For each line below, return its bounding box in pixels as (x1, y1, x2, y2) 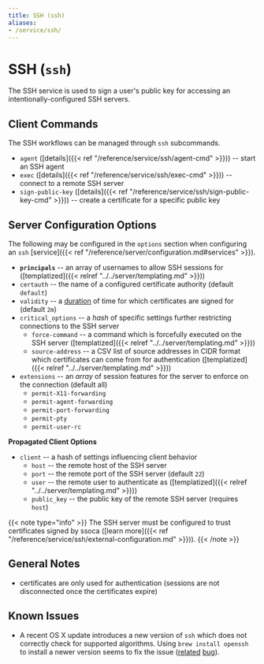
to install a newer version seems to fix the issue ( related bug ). (19, 647, 220, 656)
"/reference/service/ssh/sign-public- (129, 187, 250, 197)
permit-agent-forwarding (31, 398, 113, 406)
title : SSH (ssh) (8, 11, 65, 20)
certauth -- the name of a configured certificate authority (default (19, 279, 234, 288)
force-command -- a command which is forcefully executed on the (31, 329, 242, 339)
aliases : (8, 19, 37, 27)
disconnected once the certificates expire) (19, 586, 158, 595)
